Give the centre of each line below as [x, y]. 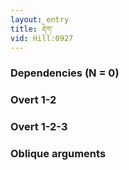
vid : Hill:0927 [42, 38]
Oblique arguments [58, 154]
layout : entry [40, 19]
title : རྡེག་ [31, 29]
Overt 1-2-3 [39, 127]
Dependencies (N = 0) [65, 73]
